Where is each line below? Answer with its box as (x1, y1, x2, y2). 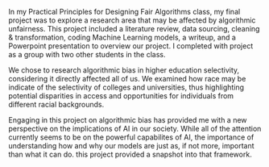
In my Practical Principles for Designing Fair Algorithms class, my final (8, 7, 241, 16)
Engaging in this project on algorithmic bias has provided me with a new (8, 115, 247, 124)
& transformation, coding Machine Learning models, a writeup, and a (8, 32, 236, 42)
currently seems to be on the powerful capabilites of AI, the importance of (8, 132, 255, 142)
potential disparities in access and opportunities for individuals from (8, 91, 234, 100)
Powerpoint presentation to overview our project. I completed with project (8, 41, 254, 51)
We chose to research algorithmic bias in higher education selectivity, (8, 65, 240, 75)
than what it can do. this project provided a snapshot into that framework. (8, 149, 252, 159)
